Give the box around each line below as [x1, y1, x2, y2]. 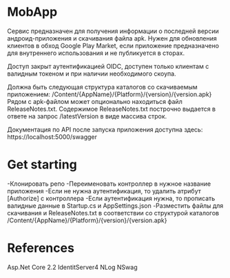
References [7, 240, 74, 256]
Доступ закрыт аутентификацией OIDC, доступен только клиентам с [7, 62, 209, 70]
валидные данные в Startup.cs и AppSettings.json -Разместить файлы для [7, 201, 224, 210]
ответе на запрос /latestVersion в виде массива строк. [7, 111, 167, 120]
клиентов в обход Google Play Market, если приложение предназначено [7, 41, 219, 50]
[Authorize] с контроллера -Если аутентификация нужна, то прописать [7, 194, 216, 202]
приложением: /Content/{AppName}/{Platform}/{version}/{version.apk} [7, 90, 212, 98]
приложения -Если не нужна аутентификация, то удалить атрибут [7, 186, 201, 195]
